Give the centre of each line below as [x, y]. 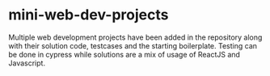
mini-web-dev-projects [89, 15]
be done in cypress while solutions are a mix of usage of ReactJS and [124, 54]
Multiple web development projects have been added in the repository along [135, 37]
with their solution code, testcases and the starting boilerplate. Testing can [133, 45]
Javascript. [27, 63]
